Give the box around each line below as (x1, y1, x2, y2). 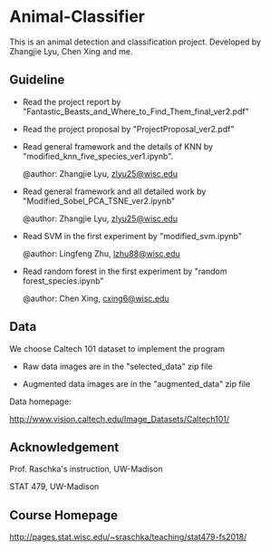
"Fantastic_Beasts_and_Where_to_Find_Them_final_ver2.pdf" (22, 106, 249, 117)
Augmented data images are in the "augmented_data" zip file (22, 378, 251, 389)
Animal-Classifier (9, 6, 145, 27)
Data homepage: (9, 396, 72, 407)
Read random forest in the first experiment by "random (22, 266, 227, 276)
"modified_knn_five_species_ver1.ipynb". (22, 150, 174, 161)
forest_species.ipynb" (22, 275, 104, 286)
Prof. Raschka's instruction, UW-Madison (9, 464, 163, 475)
